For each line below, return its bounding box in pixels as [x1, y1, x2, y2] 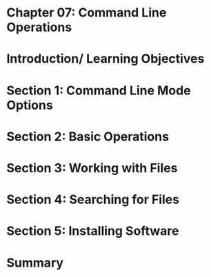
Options [6, 97, 53, 113]
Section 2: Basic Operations [6, 129, 170, 144]
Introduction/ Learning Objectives [6, 51, 205, 67]
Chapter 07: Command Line [6, 5, 167, 21]
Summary [6, 255, 63, 270]
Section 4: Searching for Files [6, 192, 180, 207]
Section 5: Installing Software [6, 223, 179, 239]
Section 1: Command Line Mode [6, 83, 191, 98]
